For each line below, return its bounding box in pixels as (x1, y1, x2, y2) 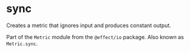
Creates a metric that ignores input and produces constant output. (6, 22, 171, 29)
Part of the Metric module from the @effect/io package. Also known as (6, 33, 185, 40)
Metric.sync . (6, 40, 38, 47)
